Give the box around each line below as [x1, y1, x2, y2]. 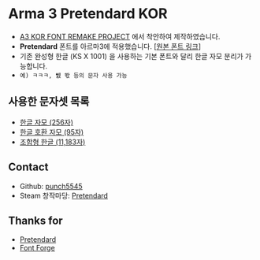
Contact [8, 161, 49, 174]
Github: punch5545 [19, 181, 83, 191]
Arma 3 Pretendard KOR [8, 5, 168, 23]
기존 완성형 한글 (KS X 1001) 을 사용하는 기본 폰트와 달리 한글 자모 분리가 [19, 51, 243, 61]
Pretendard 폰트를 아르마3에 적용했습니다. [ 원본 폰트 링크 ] [19, 41, 202, 51]
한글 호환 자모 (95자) [19, 127, 84, 136]
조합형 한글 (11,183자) [19, 137, 86, 147]
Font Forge [19, 243, 55, 253]
